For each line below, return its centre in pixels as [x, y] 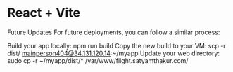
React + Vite [44, 13]
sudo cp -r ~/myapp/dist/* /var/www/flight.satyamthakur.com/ [98, 60]
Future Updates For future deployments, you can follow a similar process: [114, 32]
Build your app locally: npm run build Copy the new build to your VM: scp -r [117, 45]
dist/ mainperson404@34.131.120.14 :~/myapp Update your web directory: [114, 53]
